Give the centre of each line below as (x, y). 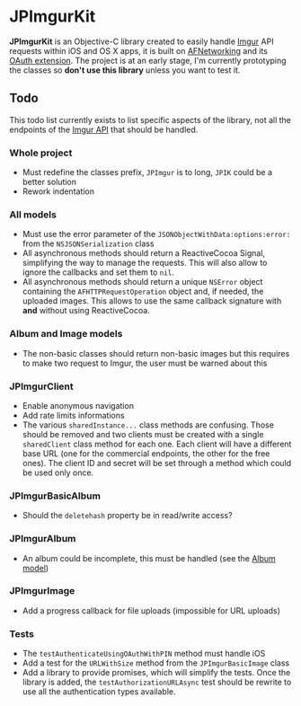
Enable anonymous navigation (78, 405)
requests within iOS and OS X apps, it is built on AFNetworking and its (138, 50)
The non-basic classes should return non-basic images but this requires (156, 353)
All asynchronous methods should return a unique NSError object (142, 282)
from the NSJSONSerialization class (88, 243)
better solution (49, 182)
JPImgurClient (41, 386)
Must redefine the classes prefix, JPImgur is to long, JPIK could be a (147, 172)
